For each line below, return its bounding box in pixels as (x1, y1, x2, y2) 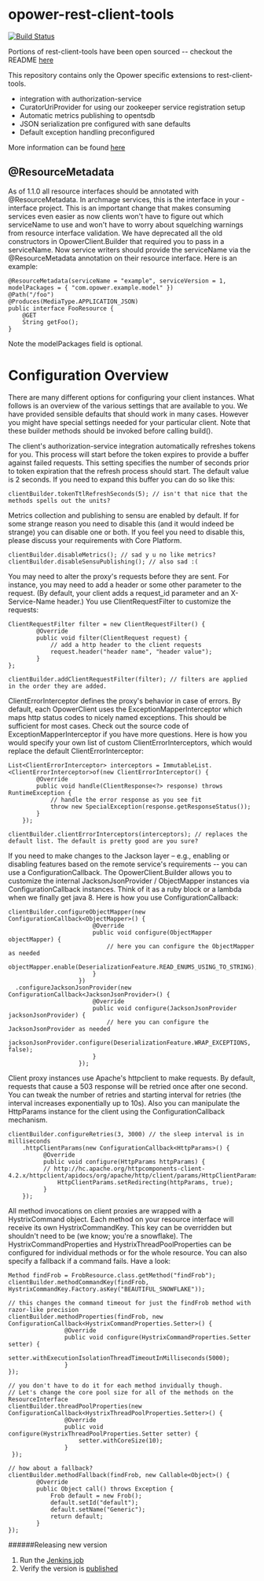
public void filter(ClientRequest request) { (36, 634, 189, 642)
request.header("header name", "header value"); (49, 648, 213, 656)
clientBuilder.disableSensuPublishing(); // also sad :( (8, 557, 199, 566)
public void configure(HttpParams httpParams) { (42, 1158, 206, 1165)
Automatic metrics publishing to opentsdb (19, 110, 156, 120)
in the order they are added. (8, 682, 108, 690)
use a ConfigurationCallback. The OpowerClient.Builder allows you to (8, 867, 233, 877)
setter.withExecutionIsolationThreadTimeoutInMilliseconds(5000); (8, 1354, 230, 1362)
